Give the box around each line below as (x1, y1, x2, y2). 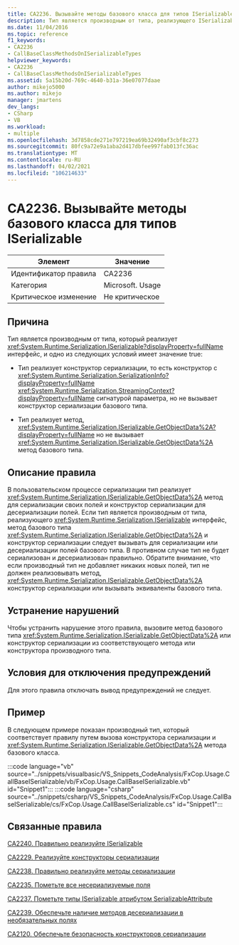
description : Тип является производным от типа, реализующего (7, 17, 196, 24)
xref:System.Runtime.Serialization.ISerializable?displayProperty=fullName (7, 342, 224, 351)
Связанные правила (7, 821, 102, 833)
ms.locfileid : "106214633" (7, 169, 87, 177)
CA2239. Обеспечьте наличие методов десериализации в (7, 909, 184, 917)
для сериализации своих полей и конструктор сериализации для (7, 501, 206, 509)
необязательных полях (7, 916, 78, 924)
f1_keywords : (7, 37, 46, 44)
